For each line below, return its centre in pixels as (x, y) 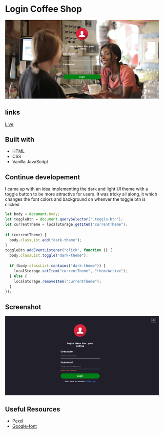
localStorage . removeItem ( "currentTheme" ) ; (58, 281)
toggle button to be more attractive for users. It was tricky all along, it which (81, 194)
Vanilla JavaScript (30, 162)
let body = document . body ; (32, 214)
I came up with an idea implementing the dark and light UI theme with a (77, 189)
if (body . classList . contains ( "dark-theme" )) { (58, 266)
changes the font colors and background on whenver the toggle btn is (75, 199)
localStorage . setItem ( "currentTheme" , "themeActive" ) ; (71, 271)
